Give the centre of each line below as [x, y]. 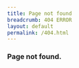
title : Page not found [39, 13]
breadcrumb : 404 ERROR [39, 20]
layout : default [30, 26]
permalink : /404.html [38, 33]
